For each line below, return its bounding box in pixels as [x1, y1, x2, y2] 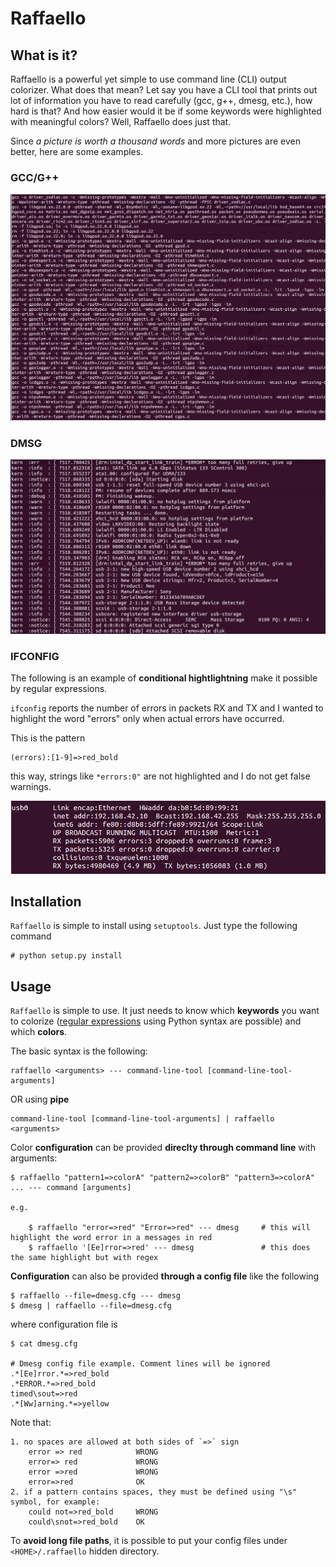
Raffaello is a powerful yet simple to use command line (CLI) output [10, 73, 287, 85]
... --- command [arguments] [10, 1183, 132, 1193]
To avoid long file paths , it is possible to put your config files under [10, 1535, 288, 1547]
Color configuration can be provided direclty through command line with [10, 1142, 316, 1154]
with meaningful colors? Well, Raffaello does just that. [10, 116, 232, 127]
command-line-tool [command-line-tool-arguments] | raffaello [10, 1114, 275, 1124]
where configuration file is [10, 1318, 118, 1331]
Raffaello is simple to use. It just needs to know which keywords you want [10, 1005, 320, 1017]
